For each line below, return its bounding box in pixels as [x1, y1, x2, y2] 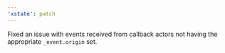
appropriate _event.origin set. [7, 37, 98, 46]
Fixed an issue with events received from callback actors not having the [7, 30, 218, 38]
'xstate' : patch [7, 10, 56, 18]
